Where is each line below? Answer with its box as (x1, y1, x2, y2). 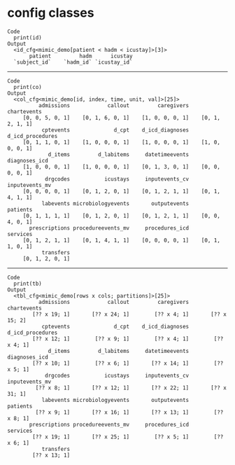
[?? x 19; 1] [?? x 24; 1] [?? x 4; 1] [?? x (32, 310, 227, 318)
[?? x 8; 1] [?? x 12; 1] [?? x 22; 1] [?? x (35, 384, 227, 391)
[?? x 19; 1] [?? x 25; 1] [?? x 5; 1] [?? (32, 433, 224, 440)
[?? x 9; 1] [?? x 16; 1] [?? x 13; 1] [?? (35, 408, 224, 416)
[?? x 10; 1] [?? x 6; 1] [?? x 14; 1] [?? (32, 359, 224, 367)
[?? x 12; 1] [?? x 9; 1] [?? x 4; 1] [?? (32, 335, 224, 342)
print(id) (13, 34, 42, 41)
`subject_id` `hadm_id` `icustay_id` (13, 58, 133, 66)
